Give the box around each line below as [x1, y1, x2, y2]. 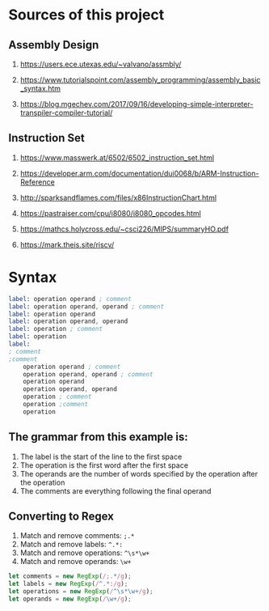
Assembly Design [8, 38, 99, 52]
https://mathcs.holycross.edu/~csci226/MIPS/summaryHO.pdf [19, 224, 229, 234]
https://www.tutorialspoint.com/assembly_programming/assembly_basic [19, 75, 261, 84]
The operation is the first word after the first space [19, 460, 188, 470]
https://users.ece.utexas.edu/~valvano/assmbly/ [19, 59, 182, 69]
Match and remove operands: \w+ [19, 557, 132, 566]
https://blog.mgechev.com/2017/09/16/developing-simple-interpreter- [19, 100, 254, 108]
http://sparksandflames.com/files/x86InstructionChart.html [19, 193, 216, 202]
